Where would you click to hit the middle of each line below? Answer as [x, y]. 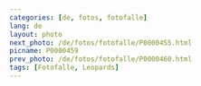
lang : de [26, 26]
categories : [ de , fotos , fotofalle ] [78, 17]
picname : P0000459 [44, 51]
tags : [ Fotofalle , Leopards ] [64, 68]
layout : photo [36, 34]
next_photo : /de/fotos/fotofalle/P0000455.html [101, 43]
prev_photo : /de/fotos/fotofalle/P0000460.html [101, 59]
